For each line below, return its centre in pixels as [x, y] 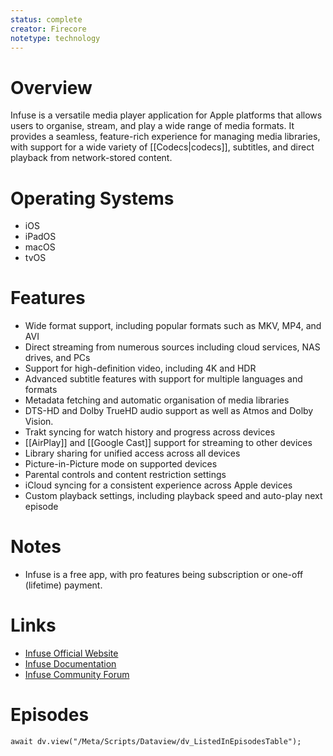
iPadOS [40, 237]
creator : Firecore [48, 29]
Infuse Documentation [70, 664]
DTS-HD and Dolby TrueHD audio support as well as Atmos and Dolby [169, 411]
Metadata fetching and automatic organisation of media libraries [157, 400]
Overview [51, 87]
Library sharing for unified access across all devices [132, 453]
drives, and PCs [57, 358]
